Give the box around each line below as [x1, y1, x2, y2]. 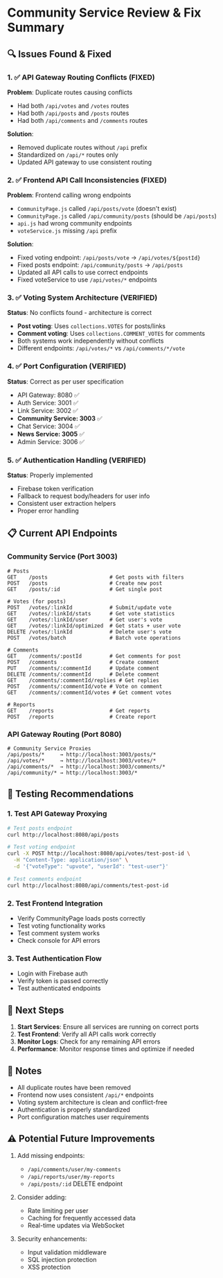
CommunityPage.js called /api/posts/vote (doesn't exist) [17, 205, 177, 213]
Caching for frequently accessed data [27, 1213, 136, 1222]
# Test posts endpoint [7, 824, 73, 832]
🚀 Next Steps [7, 1004, 64, 1016]
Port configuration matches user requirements [17, 1112, 150, 1121]
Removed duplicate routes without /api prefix [17, 143, 148, 151]
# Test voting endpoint [7, 844, 76, 851]
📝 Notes [7, 1065, 42, 1077]
